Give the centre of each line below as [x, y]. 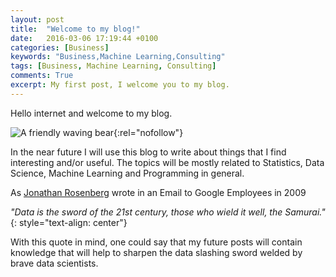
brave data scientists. [54, 263]
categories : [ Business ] [60, 47]
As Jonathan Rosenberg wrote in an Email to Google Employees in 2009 [158, 192]
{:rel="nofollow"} [148, 132]
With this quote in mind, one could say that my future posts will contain [156, 242]
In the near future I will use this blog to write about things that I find [148, 152]
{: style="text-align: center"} [69, 222]
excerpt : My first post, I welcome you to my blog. [120, 85]
